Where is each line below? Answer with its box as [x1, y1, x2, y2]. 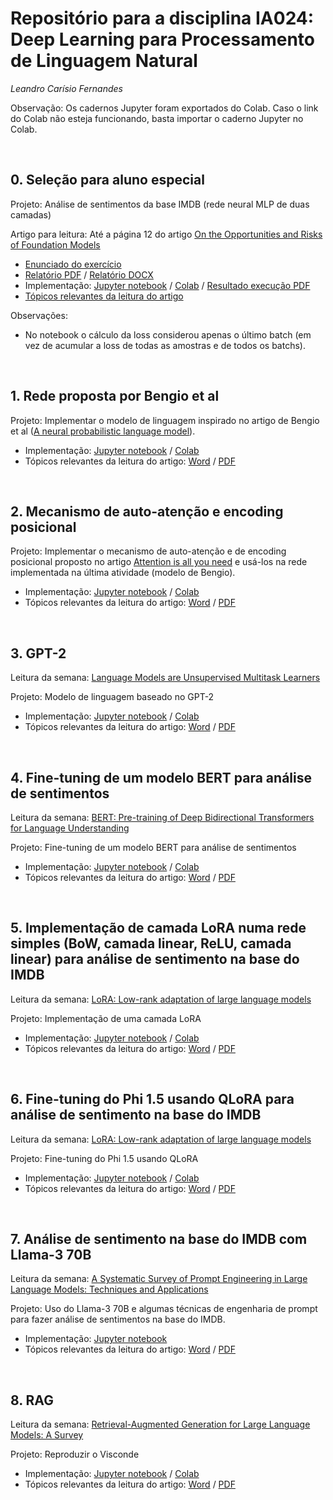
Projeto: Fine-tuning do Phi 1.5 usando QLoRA [10, 1152, 199, 1164]
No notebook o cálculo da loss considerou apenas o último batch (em [24, 328, 312, 341]
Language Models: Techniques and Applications [10, 1283, 209, 1296]
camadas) [10, 208, 52, 221]
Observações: [10, 309, 68, 321]
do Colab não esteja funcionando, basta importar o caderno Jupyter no [10, 112, 304, 124]
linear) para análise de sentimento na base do [10, 951, 300, 968]
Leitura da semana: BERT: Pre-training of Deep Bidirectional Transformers [10, 812, 315, 823]
